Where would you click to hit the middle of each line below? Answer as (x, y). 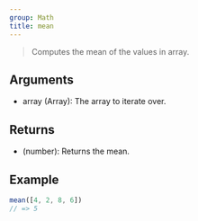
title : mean (31, 26)
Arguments (42, 80)
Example (34, 179)
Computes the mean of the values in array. (110, 51)
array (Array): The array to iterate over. (94, 102)
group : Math (31, 18)
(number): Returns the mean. (76, 151)
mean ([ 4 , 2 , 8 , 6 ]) (46, 200)
